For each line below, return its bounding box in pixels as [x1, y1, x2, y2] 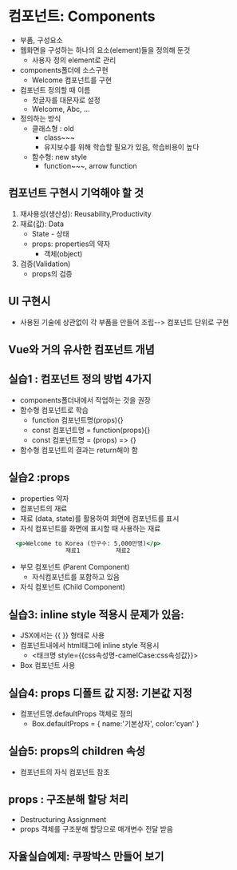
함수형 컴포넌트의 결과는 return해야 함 [19, 445, 138, 455]
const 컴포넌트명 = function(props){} [31, 425, 151, 435]
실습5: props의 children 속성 [8, 745, 146, 758]
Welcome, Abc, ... [31, 104, 90, 113]
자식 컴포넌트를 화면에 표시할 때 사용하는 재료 [19, 523, 161, 533]
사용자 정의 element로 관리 [31, 55, 117, 65]
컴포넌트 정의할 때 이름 [19, 85, 91, 94]
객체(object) [43, 248, 83, 258]
